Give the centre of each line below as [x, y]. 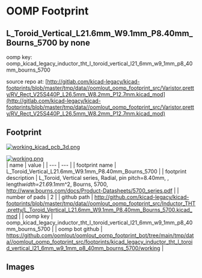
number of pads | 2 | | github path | [50, 197]
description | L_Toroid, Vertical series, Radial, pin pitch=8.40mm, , [88, 178]
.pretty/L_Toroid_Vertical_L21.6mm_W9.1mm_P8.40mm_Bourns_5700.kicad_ [99, 209]
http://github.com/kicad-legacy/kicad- [142, 197]
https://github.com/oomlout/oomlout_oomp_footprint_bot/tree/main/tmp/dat [100, 235]
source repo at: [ [27, 82]
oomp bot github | [80, 229]
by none [75, 42]
